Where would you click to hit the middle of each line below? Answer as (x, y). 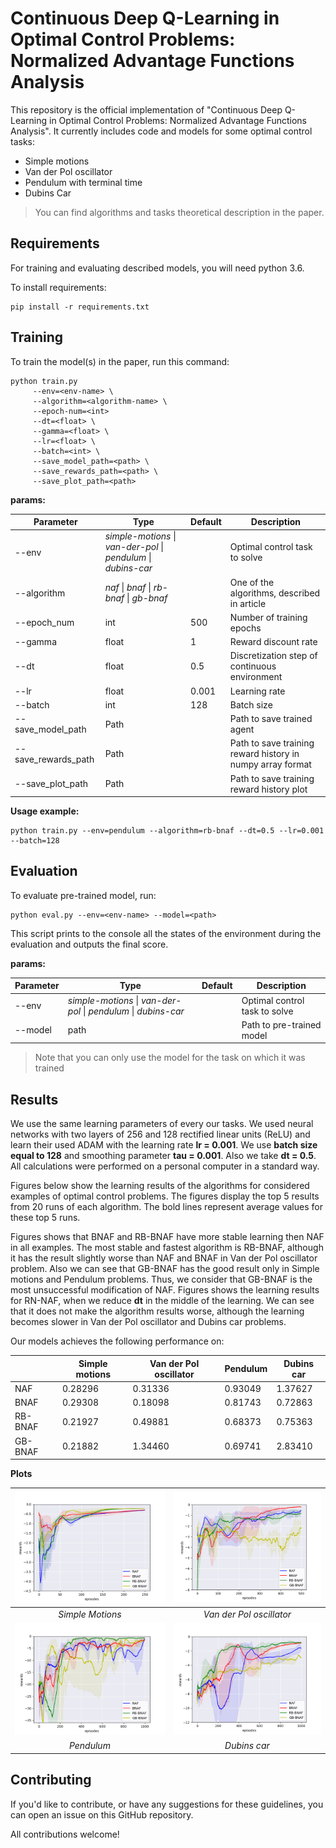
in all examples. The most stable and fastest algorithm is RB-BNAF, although (167, 1248)
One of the (252, 582)
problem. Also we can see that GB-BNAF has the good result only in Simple (165, 1269)
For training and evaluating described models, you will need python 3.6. (157, 268)
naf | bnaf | (128, 588)
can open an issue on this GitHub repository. (102, 1814)
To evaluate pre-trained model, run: (83, 895)
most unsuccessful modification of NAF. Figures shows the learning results (165, 1290)
